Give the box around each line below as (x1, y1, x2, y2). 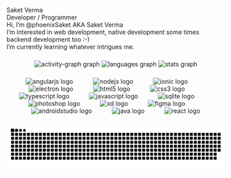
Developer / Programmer (6, 13, 78, 21)
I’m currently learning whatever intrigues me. (6, 43, 135, 51)
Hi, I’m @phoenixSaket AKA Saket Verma (6, 21, 123, 28)
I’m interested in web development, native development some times (6, 28, 200, 36)
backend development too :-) (6, 35, 90, 44)
